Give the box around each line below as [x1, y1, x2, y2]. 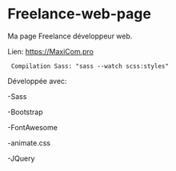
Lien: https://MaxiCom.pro [7, 46, 94, 56]
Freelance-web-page [7, 5, 151, 23]
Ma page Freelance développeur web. [7, 31, 133, 41]
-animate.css [7, 137, 51, 148]
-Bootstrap [7, 107, 43, 117]
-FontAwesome [7, 122, 58, 132]
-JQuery [7, 153, 35, 163]
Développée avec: [7, 76, 67, 85]
